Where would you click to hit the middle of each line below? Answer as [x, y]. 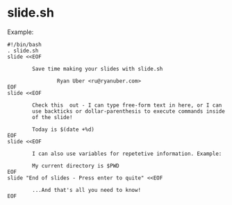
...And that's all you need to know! [86, 190]
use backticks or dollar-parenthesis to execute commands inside [129, 111]
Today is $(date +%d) [64, 130]
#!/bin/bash [24, 44]
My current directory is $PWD [76, 166]
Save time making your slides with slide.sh [98, 69]
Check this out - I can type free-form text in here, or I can [127, 105]
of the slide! [52, 117]
